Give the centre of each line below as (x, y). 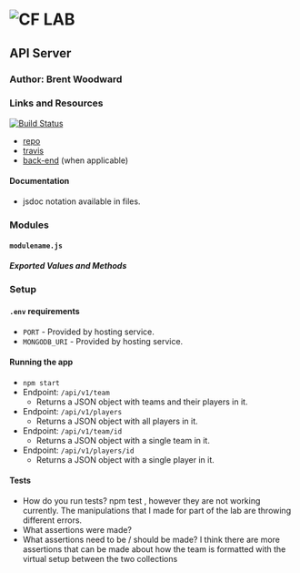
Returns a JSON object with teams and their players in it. (142, 402)
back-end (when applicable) (75, 160)
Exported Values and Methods (68, 266)
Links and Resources (56, 103)
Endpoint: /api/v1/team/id (72, 430)
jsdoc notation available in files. (81, 201)
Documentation (40, 181)
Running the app (41, 362)
